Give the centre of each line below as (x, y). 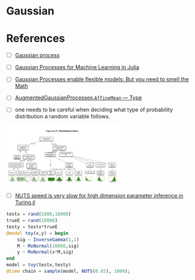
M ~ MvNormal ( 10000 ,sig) (48, 246)
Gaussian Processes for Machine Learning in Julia (77, 67)
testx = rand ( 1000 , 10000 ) (39, 215)
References (36, 39)
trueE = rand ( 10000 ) (32, 221)
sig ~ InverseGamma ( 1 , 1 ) (48, 239)
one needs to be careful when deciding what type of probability (94, 110)
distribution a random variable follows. (62, 117)
